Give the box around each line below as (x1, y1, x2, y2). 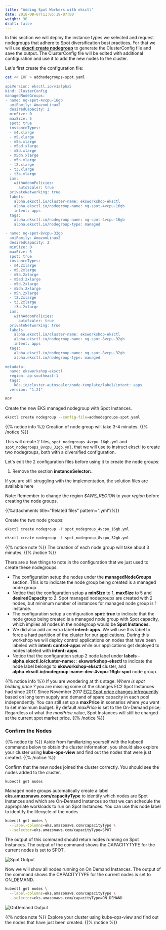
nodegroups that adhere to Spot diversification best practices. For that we (5, 40, 156, 46)
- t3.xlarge (9, 167, 35, 172)
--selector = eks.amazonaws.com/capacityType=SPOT (9, 828, 112, 833)
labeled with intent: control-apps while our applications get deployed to (12, 643, 160, 649)
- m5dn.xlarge (9, 153, 39, 158)
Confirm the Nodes (5, 728, 52, 735)
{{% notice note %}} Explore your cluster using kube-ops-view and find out (5, 914, 159, 920)
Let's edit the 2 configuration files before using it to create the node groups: (5, 459, 160, 465)
